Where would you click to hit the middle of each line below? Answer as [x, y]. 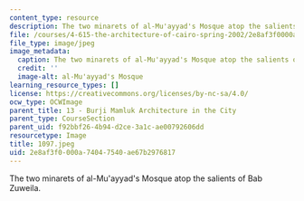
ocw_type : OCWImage [46, 102]
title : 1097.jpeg [42, 144]
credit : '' [38, 69]
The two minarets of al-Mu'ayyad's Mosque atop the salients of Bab [136, 178]
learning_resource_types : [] [64, 85]
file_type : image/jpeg [52, 43]
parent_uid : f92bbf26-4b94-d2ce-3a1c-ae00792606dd [107, 128]
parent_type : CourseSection [62, 119]
